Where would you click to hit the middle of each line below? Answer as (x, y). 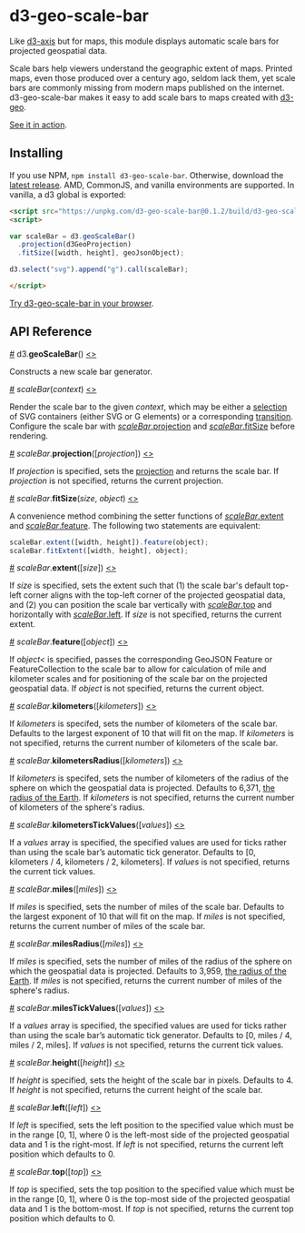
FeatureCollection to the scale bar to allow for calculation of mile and (138, 669)
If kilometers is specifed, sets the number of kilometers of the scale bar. (144, 723)
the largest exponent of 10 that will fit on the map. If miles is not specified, (148, 916)
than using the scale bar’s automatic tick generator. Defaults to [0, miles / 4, (151, 1036)
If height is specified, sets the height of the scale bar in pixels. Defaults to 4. (152, 1080)
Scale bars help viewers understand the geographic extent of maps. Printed (151, 68)
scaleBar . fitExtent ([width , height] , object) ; (99, 551)
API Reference (51, 332)
